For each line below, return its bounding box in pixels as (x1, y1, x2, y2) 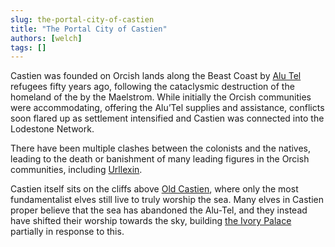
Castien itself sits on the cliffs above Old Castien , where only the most (10, 183, 299, 195)
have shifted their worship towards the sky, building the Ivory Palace (10, 215, 292, 227)
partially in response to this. (10, 226, 125, 238)
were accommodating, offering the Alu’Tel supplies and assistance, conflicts (10, 102, 325, 114)
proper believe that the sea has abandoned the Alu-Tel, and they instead (10, 204, 308, 216)
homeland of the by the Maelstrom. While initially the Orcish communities (10, 91, 312, 103)
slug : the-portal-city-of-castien (10, 14, 155, 25)
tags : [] (10, 42, 47, 53)
